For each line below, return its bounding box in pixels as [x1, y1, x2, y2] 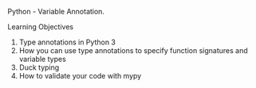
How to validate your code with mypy [18, 71, 142, 80]
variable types [18, 55, 67, 63]
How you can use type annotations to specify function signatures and [18, 46, 248, 55]
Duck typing [18, 63, 60, 72]
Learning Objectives [7, 22, 73, 31]
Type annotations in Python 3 [18, 37, 116, 47]
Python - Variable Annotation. [7, 7, 105, 16]
